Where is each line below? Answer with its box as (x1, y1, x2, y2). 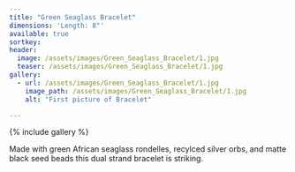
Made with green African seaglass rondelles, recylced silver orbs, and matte (9, 144, 287, 154)
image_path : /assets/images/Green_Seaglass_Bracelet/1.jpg (25, 86, 247, 95)
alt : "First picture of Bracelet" (25, 94, 152, 104)
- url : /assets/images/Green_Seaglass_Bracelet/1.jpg (17, 79, 219, 87)
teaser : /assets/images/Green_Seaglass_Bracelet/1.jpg (17, 63, 223, 71)
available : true (9, 29, 69, 38)
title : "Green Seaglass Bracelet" (9, 12, 137, 22)
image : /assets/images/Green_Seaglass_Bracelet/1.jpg (17, 54, 219, 63)
